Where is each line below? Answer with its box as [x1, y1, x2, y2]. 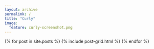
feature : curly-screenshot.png [9, 25, 73, 30]
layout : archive [4, 7, 38, 12]
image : [4, 20, 18, 26]
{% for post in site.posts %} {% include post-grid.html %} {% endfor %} [4, 38, 150, 44]
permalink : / [4, 12, 31, 16]
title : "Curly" [4, 16, 36, 21]
